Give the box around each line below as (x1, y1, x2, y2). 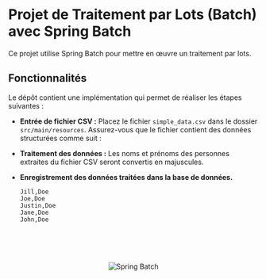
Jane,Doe (19, 208, 49, 216)
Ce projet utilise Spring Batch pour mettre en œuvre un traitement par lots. (8, 48, 252, 58)
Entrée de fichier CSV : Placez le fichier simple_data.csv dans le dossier (19, 117, 258, 126)
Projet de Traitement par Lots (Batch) (8, 6, 257, 24)
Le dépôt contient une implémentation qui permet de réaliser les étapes (8, 93, 242, 102)
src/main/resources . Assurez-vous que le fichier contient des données (19, 124, 252, 134)
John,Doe (19, 216, 49, 224)
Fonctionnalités (8, 71, 87, 85)
